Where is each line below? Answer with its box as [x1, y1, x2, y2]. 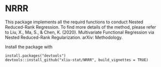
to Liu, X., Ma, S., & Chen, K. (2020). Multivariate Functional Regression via [5, 29, 154, 35]
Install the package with [5, 44, 53, 50]
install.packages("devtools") [5, 53, 66, 58]
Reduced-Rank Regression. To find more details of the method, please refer [5, 24, 156, 30]
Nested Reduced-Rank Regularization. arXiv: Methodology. [5, 34, 123, 40]
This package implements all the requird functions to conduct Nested [5, 19, 144, 25]
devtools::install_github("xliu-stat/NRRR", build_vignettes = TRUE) [5, 57, 149, 62]
